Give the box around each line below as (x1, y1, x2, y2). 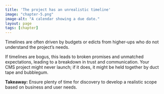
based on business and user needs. (5, 84, 78, 90)
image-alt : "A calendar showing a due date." (5, 16, 100, 21)
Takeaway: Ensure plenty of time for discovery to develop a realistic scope (5, 79, 157, 85)
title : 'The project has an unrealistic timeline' (5, 7, 111, 12)
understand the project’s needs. (5, 44, 70, 50)
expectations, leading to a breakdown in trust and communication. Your (5, 59, 150, 65)
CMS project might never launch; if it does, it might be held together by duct (5, 64, 159, 70)
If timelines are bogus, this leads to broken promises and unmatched (5, 54, 144, 60)
